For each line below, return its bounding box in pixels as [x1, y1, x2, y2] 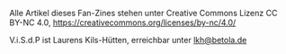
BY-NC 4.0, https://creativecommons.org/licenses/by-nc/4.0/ [9, 17, 237, 28]
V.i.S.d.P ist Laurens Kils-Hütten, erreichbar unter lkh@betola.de [9, 35, 247, 45]
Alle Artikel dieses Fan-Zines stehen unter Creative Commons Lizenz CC [9, 8, 278, 18]
